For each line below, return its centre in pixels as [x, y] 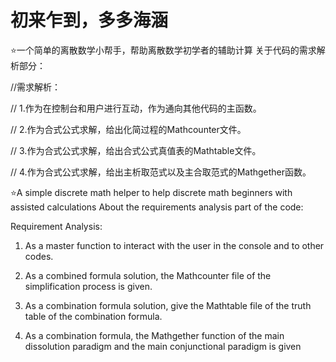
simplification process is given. [88, 286]
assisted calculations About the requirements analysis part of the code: [157, 207]
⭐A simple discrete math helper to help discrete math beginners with [151, 192]
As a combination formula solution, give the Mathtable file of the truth [168, 305]
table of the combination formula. [93, 316]
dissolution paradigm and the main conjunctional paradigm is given [163, 346]
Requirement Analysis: [56, 226]
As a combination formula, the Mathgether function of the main [154, 335]
